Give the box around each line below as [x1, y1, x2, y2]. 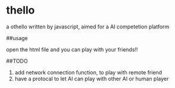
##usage [6, 34, 28, 41]
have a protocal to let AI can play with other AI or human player [14, 75, 169, 82]
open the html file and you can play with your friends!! [6, 45, 138, 53]
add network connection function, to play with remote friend [14, 69, 162, 76]
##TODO [6, 57, 28, 64]
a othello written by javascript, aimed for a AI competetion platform [6, 23, 170, 30]
